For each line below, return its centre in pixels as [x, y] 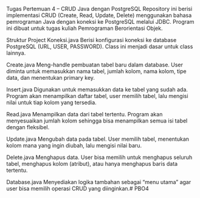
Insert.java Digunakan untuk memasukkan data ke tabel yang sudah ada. [97, 90]
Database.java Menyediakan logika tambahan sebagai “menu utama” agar [99, 182]
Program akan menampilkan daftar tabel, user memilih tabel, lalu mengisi [97, 96]
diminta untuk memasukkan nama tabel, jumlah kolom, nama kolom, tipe [96, 71]
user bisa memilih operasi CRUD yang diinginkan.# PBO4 [78, 189]
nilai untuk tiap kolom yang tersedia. [52, 102]
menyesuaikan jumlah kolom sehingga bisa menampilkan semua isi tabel [97, 121]
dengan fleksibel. [28, 127]
